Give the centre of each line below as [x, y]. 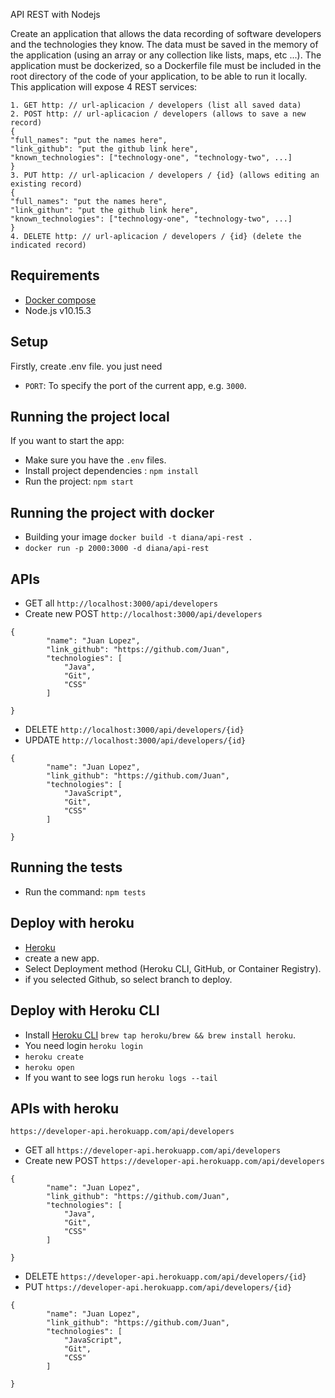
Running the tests [66, 867]
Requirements [55, 275]
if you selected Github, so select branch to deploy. [128, 979]
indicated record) [48, 245]
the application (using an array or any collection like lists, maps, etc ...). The [166, 55]
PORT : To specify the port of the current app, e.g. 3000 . [135, 385]
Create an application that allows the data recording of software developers [166, 33]
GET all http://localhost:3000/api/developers [121, 603]
